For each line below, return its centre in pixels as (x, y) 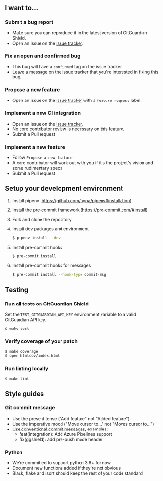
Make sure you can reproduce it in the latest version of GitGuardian (80, 33)
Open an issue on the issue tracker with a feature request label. (77, 101)
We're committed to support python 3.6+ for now (61, 463)
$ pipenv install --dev (36, 238)
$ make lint (17, 379)
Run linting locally (27, 368)
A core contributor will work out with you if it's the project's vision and (83, 163)
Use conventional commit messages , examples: (60, 429)
